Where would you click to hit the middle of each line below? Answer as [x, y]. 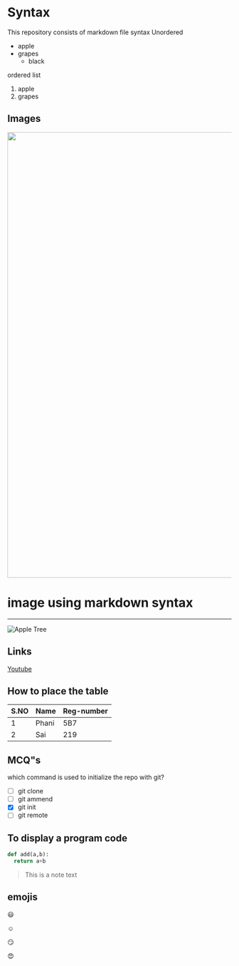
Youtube [20, 669]
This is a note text [51, 875]
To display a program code [68, 838]
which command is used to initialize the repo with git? [86, 777]
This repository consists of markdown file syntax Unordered [95, 32]
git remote [33, 815]
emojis [22, 897]
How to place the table [58, 691]
